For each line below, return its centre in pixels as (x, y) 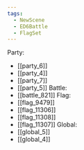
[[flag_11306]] (36, 110)
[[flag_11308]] (36, 118)
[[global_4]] (34, 140)
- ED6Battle (31, 26)
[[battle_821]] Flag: (44, 95)
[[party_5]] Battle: (42, 88)
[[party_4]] (32, 73)
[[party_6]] (32, 66)
